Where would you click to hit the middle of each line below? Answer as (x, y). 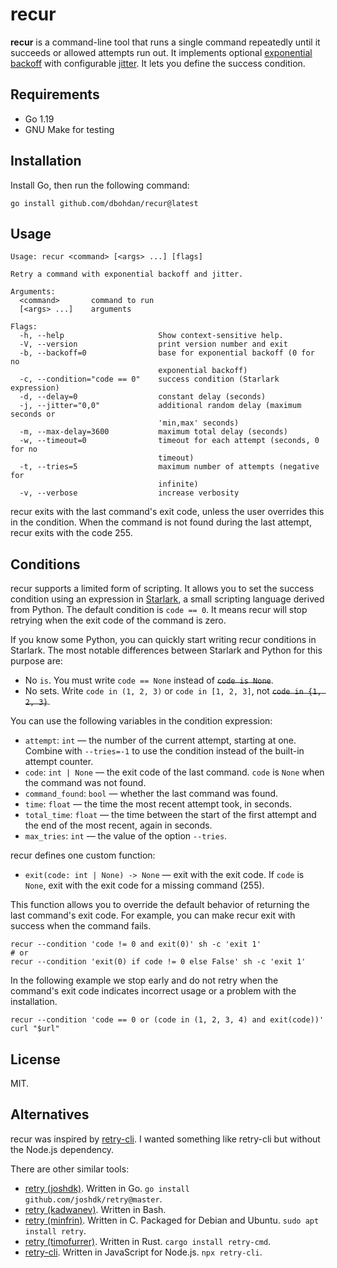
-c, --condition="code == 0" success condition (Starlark (149, 379)
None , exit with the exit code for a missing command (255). (144, 885)
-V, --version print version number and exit (153, 344)
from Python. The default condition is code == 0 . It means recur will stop (159, 610)
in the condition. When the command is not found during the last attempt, (161, 522)
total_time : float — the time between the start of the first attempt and (170, 815)
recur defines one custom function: (83, 855)
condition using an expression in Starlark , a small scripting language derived (167, 599)
